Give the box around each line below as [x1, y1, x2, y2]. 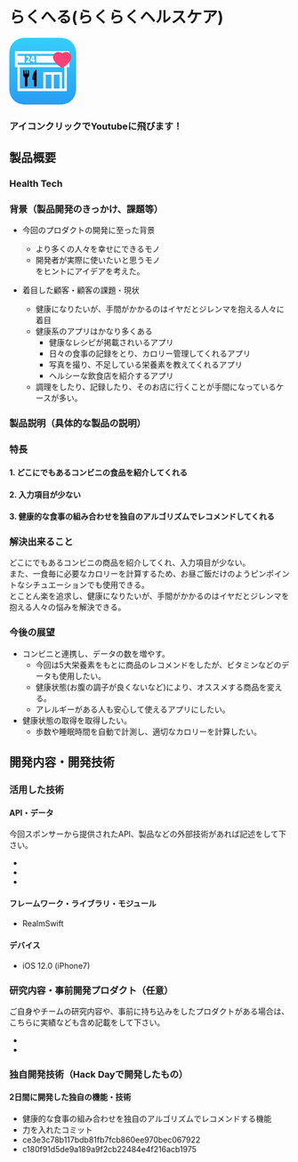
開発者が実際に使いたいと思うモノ [35, 254, 161, 266]
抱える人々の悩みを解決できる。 [9, 601, 126, 613]
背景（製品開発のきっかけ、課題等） [9, 203, 164, 215]
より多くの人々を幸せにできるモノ [35, 244, 161, 254]
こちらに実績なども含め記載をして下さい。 [9, 1017, 165, 1028]
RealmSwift [21, 918, 64, 929]
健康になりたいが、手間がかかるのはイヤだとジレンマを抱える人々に [35, 303, 285, 315]
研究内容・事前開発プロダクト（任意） [9, 984, 173, 997]
